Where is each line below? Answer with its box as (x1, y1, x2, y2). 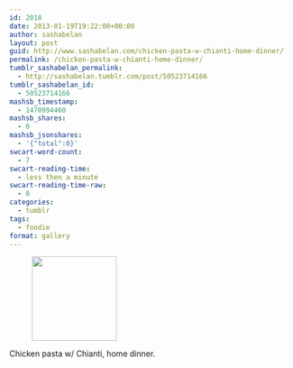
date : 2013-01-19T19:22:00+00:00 (9, 22, 135, 31)
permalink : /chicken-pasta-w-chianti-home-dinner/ (9, 55, 204, 64)
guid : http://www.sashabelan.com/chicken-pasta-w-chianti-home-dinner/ (9, 47, 284, 56)
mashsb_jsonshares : (9, 131, 83, 140)
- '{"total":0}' (17, 139, 78, 148)
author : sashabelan (9, 30, 83, 39)
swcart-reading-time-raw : (9, 181, 106, 190)
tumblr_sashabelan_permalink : (9, 64, 124, 73)
